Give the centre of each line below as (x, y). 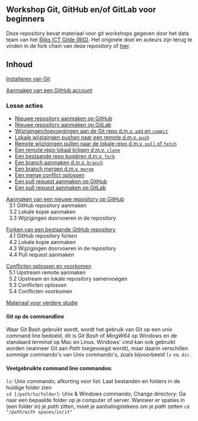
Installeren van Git (28, 79)
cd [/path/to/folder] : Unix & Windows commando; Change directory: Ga (96, 394)
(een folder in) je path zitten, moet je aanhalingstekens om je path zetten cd (98, 406)
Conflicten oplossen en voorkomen (49, 266)
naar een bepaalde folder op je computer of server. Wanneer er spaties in (95, 400)
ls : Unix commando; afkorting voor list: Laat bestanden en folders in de (93, 381)
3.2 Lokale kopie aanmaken (42, 211)
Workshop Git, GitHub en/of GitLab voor (81, 10)
